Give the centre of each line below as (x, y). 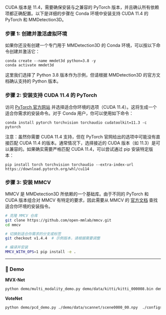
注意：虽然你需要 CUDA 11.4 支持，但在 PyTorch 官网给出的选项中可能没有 (81, 136)
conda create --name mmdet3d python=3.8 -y (51, 61)
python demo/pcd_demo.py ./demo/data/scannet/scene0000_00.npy (72, 308)
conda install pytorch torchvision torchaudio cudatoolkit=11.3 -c (76, 123)
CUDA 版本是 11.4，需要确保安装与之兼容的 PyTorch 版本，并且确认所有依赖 (82, 7)
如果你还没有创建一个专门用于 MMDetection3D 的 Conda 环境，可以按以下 (81, 45)
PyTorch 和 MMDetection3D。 (36, 20)
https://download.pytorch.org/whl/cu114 (47, 169)
